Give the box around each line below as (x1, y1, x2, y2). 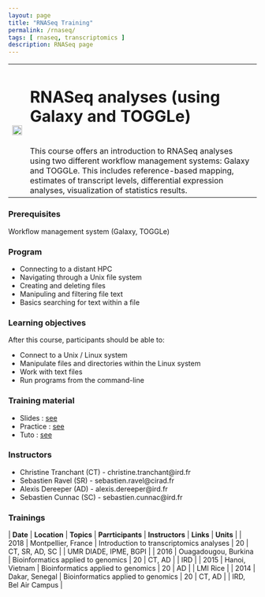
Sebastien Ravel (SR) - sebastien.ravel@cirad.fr (19, 476, 175, 485)
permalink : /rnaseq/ (8, 26, 77, 34)
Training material (8, 395, 75, 406)
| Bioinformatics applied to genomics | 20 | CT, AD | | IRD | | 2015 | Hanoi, (8, 555, 246, 565)
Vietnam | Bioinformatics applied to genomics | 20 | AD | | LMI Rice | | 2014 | (8, 564, 256, 573)
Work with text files (19, 367, 83, 376)
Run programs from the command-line (19, 376, 144, 385)
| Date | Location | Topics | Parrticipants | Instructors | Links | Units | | (8, 530, 242, 540)
